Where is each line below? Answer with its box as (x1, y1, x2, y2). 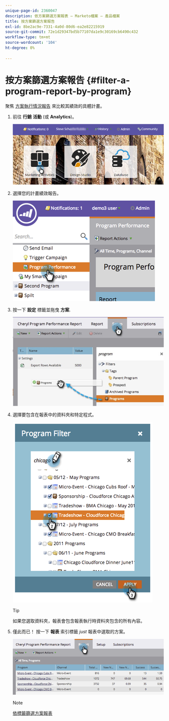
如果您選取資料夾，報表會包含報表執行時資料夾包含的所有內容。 (12, 618, 145, 624)
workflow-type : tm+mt (5, 35, 51, 40)
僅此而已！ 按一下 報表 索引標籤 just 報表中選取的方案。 (12, 628, 128, 634)
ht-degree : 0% (5, 45, 35, 50)
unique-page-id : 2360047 (5, 8, 57, 13)
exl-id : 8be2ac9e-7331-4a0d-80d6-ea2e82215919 (5, 24, 105, 29)
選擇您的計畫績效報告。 (12, 190, 61, 196)
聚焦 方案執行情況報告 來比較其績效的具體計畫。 (5, 103, 105, 109)
